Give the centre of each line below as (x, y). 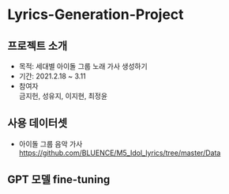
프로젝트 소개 (38, 46)
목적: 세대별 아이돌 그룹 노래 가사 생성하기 (83, 66)
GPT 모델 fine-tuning (59, 180)
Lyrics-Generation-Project (96, 15)
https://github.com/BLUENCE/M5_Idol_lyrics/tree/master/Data (120, 153)
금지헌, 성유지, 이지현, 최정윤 (63, 96)
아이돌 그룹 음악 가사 (51, 143)
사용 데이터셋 (38, 123)
